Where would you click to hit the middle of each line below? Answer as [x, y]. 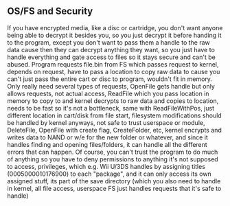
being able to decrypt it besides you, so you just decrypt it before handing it [114, 35]
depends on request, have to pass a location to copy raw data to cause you [114, 71]
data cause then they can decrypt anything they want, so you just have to [111, 49]
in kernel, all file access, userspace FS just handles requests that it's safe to [114, 188]
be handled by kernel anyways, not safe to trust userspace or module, [106, 122]
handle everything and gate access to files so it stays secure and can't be [112, 57]
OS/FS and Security [50, 11]
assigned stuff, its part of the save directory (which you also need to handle [114, 181]
